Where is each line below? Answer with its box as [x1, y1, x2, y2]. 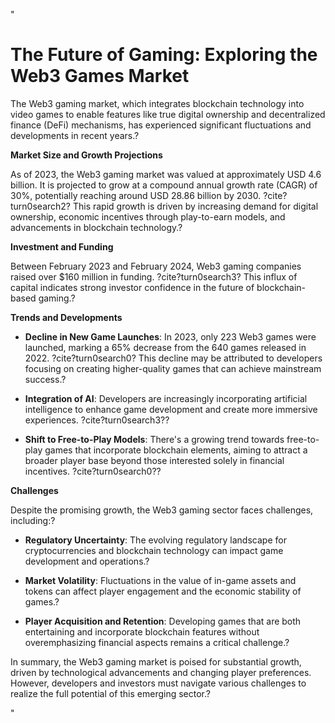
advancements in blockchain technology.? [10, 221, 183, 233]
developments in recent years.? [10, 129, 140, 141]
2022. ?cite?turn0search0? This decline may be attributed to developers [24, 352, 323, 364]
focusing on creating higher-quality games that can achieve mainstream [24, 362, 322, 374]
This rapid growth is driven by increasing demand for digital [72, 200, 319, 212]
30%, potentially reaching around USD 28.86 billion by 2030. [10, 189, 262, 201]
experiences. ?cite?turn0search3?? [24, 414, 170, 426]
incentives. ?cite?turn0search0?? [24, 465, 162, 477]
